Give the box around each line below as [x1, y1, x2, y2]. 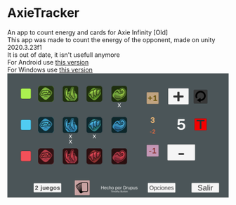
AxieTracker [7, 5, 79, 21]
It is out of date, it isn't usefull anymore [7, 51, 121, 59]
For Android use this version [7, 58, 89, 66]
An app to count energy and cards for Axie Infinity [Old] [7, 28, 169, 37]
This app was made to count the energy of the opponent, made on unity [7, 35, 216, 44]
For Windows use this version [7, 65, 93, 74]
